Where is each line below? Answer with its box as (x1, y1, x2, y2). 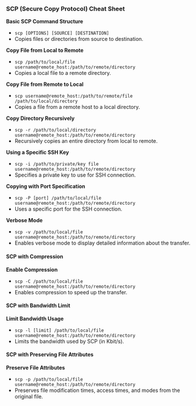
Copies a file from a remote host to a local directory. (14, 104, 140, 111)
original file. (14, 393, 43, 400)
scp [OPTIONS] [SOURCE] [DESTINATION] (14, 30, 109, 36)
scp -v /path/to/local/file (14, 229, 83, 235)
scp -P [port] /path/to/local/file (14, 195, 102, 201)
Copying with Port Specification (6, 183, 86, 190)
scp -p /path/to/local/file (14, 376, 83, 382)
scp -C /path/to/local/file (14, 278, 83, 284)
